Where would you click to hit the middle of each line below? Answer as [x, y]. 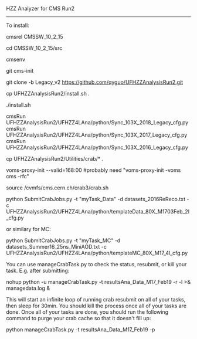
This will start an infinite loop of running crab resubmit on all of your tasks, [96, 299]
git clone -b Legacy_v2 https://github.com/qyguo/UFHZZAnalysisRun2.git [95, 82]
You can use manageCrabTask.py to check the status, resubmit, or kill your [96, 264]
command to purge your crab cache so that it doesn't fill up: [79, 318]
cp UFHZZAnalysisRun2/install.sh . [48, 94]
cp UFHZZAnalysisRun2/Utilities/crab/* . [55, 159]
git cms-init [20, 71]
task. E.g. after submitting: [38, 270]
